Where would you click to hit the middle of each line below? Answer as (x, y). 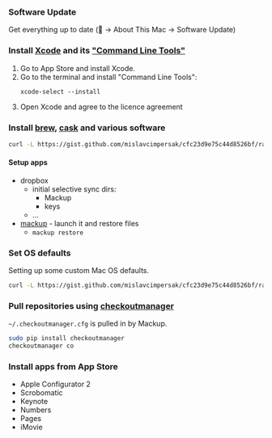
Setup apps (28, 162)
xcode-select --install (60, 91)
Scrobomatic (41, 393)
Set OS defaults (40, 253)
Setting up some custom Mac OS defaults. (79, 271)
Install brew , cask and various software (87, 128)
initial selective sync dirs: (74, 189)
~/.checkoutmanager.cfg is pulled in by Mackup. (88, 324)
